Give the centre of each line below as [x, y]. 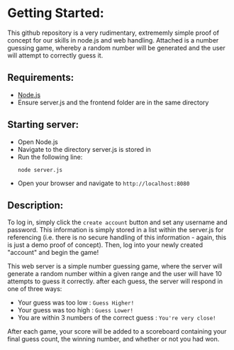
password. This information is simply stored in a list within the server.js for [116, 230]
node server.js [40, 170]
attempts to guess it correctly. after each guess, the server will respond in [115, 281]
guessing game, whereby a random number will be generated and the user [116, 48]
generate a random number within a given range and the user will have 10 [115, 274]
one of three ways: [35, 289]
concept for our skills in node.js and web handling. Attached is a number [113, 40]
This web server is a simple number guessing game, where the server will [115, 266]
